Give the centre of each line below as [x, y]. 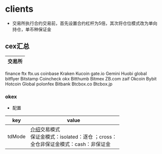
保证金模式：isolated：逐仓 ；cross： [74, 137]
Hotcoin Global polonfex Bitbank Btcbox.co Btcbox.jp [59, 84]
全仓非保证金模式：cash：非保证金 [70, 144]
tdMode [17, 137]
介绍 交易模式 [45, 129]
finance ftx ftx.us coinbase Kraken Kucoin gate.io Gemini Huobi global [76, 73]
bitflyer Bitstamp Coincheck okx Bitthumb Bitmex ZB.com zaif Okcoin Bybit [81, 78]
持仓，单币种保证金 [32, 29]
